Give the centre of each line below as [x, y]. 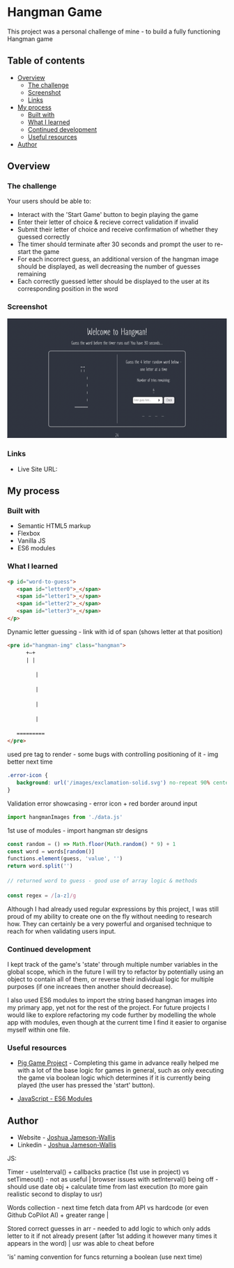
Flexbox [29, 534]
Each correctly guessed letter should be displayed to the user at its [114, 281]
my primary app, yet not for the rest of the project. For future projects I [108, 1007]
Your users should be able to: [49, 201]
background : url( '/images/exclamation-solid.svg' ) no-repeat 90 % [113, 783]
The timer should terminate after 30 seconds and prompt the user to [115, 244]
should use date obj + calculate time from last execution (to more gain [108, 1187]
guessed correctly [44, 237]
